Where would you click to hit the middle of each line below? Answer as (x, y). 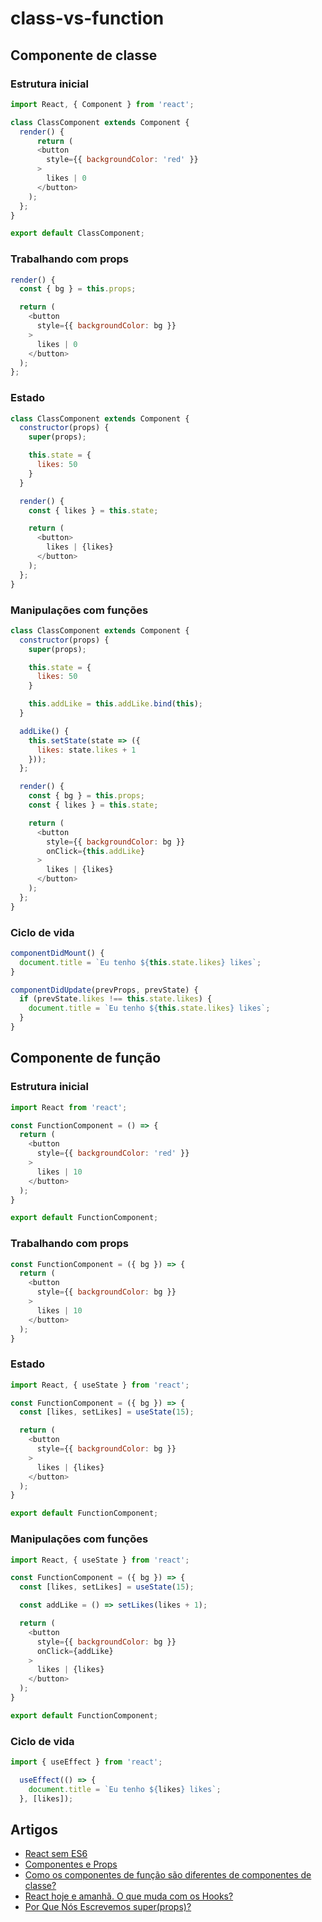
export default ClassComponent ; (77, 233)
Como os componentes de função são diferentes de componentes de (168, 1875)
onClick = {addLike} (75, 1651)
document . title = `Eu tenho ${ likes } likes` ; (125, 1789)
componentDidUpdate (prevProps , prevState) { (104, 990)
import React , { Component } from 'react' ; (102, 104)
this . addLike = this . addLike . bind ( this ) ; (115, 704)
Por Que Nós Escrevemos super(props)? (108, 1907)
